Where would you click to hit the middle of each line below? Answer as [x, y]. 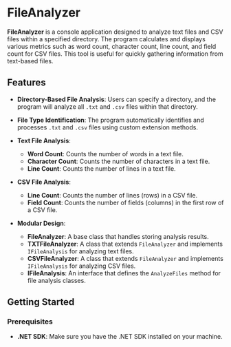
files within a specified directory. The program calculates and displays [107, 39]
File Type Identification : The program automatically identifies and [110, 120]
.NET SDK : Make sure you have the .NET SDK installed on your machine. [120, 337]
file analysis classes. [56, 280]
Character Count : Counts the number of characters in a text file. [119, 161]
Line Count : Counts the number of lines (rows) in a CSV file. [112, 195]
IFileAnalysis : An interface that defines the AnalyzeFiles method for [124, 273]
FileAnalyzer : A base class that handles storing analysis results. [118, 236]
